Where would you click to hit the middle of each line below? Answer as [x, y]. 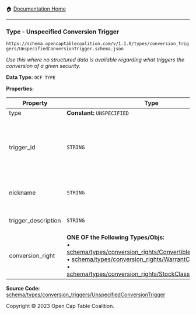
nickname [22, 193]
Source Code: [23, 289]
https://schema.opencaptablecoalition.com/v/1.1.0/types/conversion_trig [98, 44]
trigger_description [35, 221]
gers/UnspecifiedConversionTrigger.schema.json [65, 49]
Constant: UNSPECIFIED [98, 113]
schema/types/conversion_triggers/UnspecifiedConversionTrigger [85, 295]
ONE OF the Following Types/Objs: [116, 238]
